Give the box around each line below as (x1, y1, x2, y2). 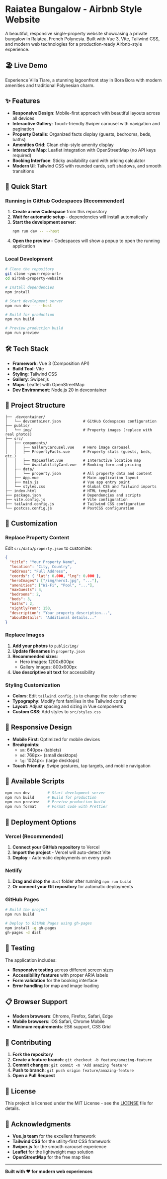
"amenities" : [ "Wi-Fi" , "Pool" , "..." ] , (9, 583, 94, 588)
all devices (12, 115, 35, 121)
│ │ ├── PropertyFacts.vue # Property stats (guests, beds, (5, 449, 153, 454)
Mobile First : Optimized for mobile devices (12, 736, 100, 742)
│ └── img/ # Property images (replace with (5, 427, 153, 432)
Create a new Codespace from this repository (12, 209, 107, 215)
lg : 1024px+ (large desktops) (19, 757, 80, 763)
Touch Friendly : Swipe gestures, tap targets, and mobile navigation (12, 762, 151, 768)
